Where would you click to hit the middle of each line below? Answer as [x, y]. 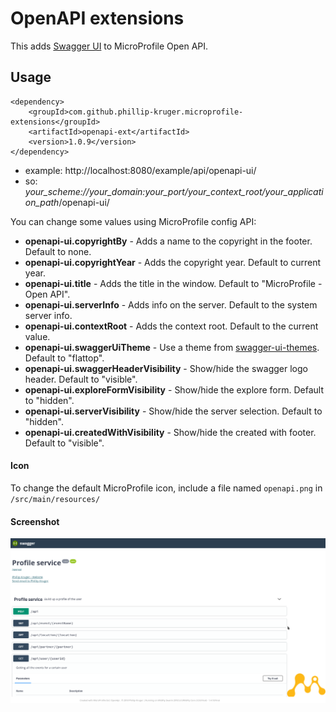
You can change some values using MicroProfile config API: [133, 221]
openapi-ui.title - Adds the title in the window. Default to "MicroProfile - [173, 283]
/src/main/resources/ [55, 499]
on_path [42, 202]
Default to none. [58, 251]
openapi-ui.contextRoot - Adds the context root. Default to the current [171, 326]
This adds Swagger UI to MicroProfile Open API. [109, 46]
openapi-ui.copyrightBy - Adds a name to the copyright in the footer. [168, 241]
